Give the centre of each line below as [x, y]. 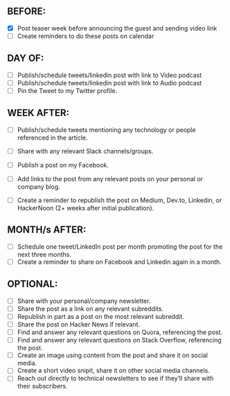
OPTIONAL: [33, 284]
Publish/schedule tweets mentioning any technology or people [106, 130]
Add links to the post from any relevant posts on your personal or [110, 179]
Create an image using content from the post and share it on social [112, 355]
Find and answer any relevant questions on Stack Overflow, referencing [119, 340]
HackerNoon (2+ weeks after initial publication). [86, 208]
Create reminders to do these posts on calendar [86, 36]
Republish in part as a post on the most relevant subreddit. [101, 316]
